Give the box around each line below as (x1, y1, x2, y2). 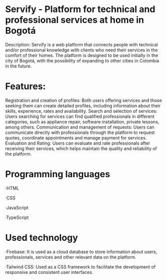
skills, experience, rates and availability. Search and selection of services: (5, 108, 157, 114)
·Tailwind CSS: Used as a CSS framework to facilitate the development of (5, 263, 156, 270)
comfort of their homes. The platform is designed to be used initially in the (5, 52, 158, 58)
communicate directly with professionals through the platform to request (5, 129, 155, 135)
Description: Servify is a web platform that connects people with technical (5, 41, 158, 47)
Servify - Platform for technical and (5, 4, 155, 15)
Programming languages (5, 169, 110, 180)
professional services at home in (5, 14, 144, 26)
